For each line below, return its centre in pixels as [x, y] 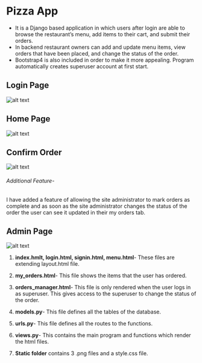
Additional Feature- [30, 181]
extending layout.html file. [47, 264]
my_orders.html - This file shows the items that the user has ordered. [101, 275]
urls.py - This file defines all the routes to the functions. [84, 324]
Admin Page [30, 231]
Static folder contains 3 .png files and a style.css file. [81, 353]
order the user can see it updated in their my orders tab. [76, 212]
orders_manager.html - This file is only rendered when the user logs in [103, 288]
